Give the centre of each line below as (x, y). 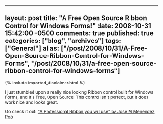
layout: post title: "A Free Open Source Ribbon (76, 18)
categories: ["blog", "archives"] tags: (63, 41)
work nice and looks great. (32, 102)
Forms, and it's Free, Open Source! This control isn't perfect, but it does (77, 97)
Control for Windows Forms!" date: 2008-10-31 (78, 26)
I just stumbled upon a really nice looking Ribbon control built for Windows (79, 92)
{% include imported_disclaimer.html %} (45, 83)
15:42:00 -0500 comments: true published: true (79, 34)
